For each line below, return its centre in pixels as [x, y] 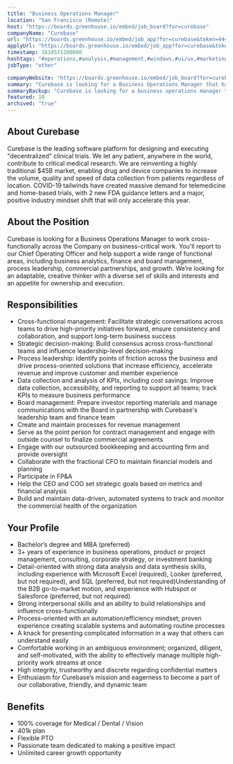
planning [30, 469]
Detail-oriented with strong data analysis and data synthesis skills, [112, 567]
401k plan [31, 731]
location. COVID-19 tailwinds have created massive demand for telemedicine [116, 185]
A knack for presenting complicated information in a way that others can [120, 633]
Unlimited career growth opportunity [69, 753]
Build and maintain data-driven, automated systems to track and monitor [121, 499]
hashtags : [21, 59]
